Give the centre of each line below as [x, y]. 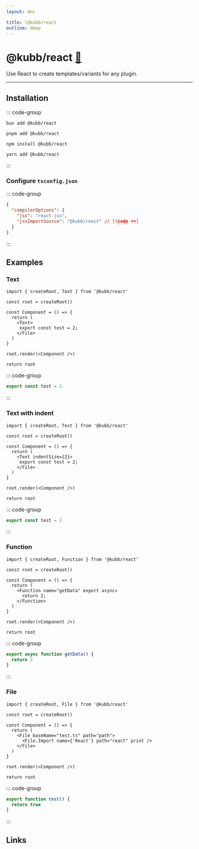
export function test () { [38, 799]
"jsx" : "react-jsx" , [42, 216]
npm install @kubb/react [37, 144]
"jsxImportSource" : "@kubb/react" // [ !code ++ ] [78, 221]
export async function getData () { [50, 654]
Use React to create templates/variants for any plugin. [72, 74]
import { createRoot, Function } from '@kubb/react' [73, 559]
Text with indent [30, 413]
